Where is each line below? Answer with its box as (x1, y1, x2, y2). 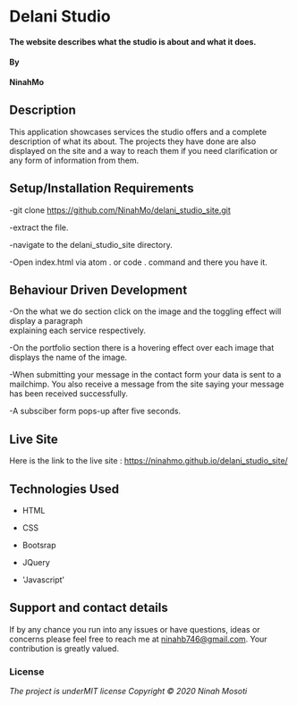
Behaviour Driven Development (9, 283, 188, 297)
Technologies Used (9, 481, 119, 497)
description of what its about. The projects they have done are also (9, 136, 257, 147)
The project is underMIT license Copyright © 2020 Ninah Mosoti (9, 686, 248, 697)
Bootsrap (21, 539, 56, 551)
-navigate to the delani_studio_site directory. (9, 239, 173, 250)
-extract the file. (9, 222, 69, 233)
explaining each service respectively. (9, 325, 146, 336)
